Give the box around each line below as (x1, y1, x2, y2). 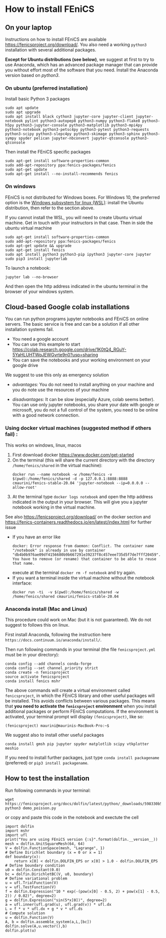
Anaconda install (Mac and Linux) (5, 605, 87, 612)
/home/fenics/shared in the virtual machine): (12, 462, 103, 468)
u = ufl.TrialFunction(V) (5, 880, 58, 885)
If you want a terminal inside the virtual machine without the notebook (12, 575, 155, 581)
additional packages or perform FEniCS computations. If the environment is (5, 708, 159, 714)
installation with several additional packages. (5, 47, 96, 53)
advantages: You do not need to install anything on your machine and (12, 382, 154, 388)
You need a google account (12, 336, 69, 342)
